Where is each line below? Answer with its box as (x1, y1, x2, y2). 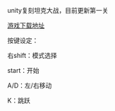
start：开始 (7, 66, 40, 74)
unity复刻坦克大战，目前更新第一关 (7, 6, 109, 14)
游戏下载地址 (7, 21, 44, 30)
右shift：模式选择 (7, 52, 58, 59)
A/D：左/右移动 (7, 81, 52, 90)
